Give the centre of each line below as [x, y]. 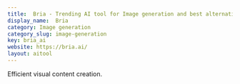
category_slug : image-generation [57, 34]
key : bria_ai [27, 41]
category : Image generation [49, 27]
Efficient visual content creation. [55, 74]
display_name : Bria [38, 21]
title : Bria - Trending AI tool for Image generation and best [105, 14]
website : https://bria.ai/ [47, 47]
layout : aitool [30, 54]
